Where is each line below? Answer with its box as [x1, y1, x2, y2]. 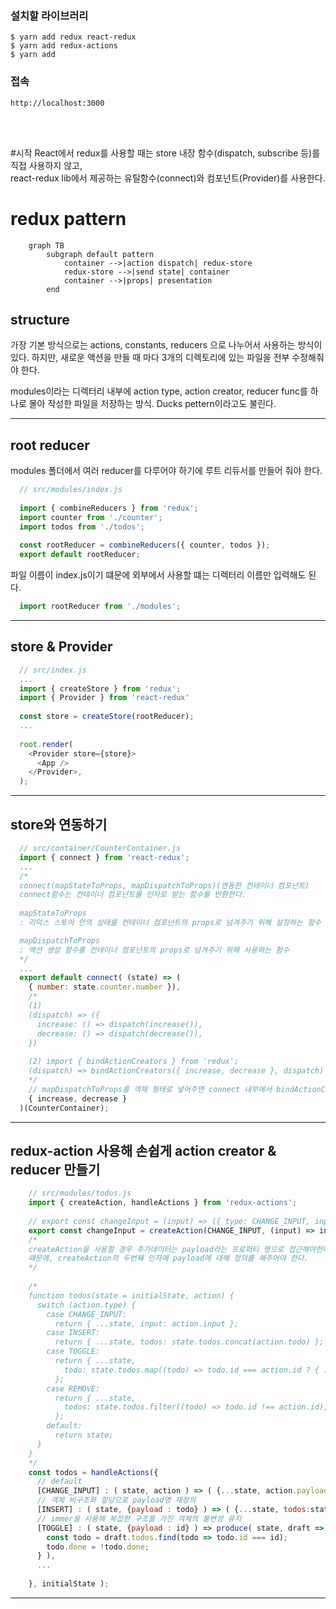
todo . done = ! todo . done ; [46, 1542, 150, 1552]
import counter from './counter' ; [19, 512, 163, 522]
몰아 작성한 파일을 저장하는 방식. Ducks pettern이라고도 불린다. [28, 398, 277, 410]
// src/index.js [19, 665, 87, 675]
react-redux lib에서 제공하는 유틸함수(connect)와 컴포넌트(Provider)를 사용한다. [10, 172, 326, 184]
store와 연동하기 [10, 816, 108, 833]
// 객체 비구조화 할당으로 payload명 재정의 [36, 1495, 197, 1506]
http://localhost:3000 [10, 98, 105, 108]
